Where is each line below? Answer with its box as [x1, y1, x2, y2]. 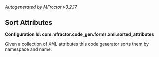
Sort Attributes [5, 18, 52, 27]
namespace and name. [5, 46, 52, 52]
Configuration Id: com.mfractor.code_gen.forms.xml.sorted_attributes [5, 31, 154, 37]
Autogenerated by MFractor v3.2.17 [5, 4, 77, 10]
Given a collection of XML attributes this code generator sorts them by [5, 41, 149, 47]
